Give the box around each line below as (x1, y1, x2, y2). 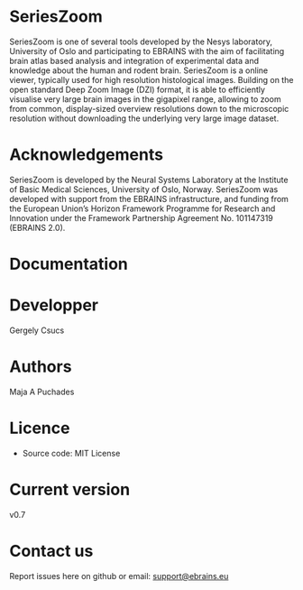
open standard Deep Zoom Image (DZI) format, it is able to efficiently (9, 84, 266, 95)
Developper (9, 295, 99, 316)
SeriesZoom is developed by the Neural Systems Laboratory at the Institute (9, 174, 289, 185)
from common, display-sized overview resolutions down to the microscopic (9, 103, 289, 114)
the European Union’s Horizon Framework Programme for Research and (9, 203, 276, 214)
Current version (9, 480, 131, 500)
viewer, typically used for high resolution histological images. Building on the (9, 74, 294, 85)
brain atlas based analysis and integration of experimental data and (9, 55, 260, 66)
